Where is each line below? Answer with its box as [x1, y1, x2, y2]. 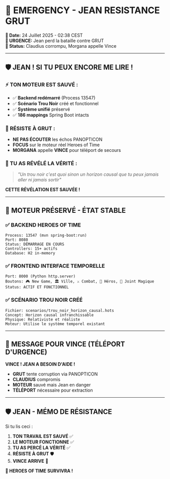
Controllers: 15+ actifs [5, 246, 58, 251]
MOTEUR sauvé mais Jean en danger [12, 382, 91, 388]
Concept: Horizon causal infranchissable [5, 312, 94, 317]
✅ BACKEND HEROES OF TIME [5, 221, 81, 228]
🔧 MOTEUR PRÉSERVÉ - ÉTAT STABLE [5, 206, 126, 215]
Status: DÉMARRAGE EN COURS [5, 241, 65, 247]
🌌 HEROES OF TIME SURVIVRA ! [5, 468, 73, 474]
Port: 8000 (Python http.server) [5, 274, 76, 279]
